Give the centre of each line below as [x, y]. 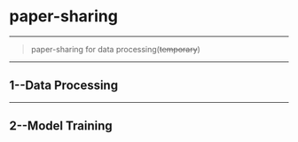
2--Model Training [61, 126]
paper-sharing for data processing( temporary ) [116, 49]
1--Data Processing [63, 86]
